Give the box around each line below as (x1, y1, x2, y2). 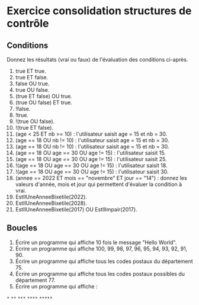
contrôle (7, 17, 49, 30)
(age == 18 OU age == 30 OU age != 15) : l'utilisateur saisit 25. (15, 156, 167, 162)
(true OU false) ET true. (15, 99, 73, 106)
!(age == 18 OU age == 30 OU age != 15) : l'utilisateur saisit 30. (15, 168, 169, 175)
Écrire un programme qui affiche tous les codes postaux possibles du (15, 270, 185, 277)
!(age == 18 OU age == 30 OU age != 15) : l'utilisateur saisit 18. (15, 162, 168, 169)
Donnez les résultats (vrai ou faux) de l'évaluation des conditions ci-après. (7, 56, 188, 63)
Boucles (7, 223, 38, 233)
